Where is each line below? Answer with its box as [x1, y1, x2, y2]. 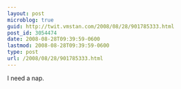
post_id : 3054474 [7, 29, 57, 37]
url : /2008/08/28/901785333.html [7, 55, 104, 62]
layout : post [7, 10, 45, 17]
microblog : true [7, 17, 54, 23]
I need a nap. [7, 74, 45, 82]
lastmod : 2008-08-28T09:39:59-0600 [7, 42, 110, 49]
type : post [7, 49, 39, 56]
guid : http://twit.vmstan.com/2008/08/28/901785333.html [7, 23, 175, 30]
